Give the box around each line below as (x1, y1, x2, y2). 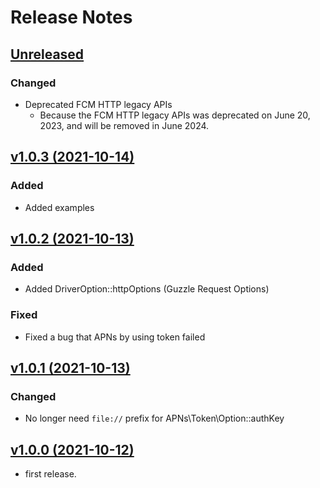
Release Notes (10, 6, 133, 29)
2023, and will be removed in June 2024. (39, 119, 210, 131)
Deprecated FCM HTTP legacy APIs (24, 98, 173, 110)
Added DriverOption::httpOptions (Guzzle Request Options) (24, 283, 270, 295)
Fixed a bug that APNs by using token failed (24, 331, 206, 343)
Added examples (24, 201, 95, 213)
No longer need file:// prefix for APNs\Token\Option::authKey (24, 412, 285, 425)
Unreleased (10, 46, 85, 63)
